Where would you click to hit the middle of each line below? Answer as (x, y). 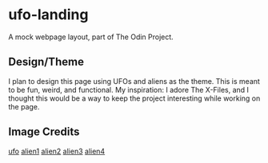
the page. (24, 106)
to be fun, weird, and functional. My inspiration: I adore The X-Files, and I (129, 89)
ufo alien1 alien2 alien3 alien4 (57, 151)
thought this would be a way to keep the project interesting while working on (134, 98)
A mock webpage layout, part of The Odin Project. (91, 37)
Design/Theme (46, 62)
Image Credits (44, 132)
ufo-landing (48, 15)
